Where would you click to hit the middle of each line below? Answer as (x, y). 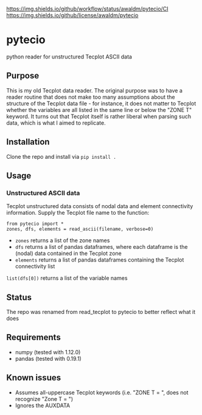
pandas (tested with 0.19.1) (48, 358)
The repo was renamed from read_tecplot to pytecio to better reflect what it (101, 312)
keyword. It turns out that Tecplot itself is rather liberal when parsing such (99, 116)
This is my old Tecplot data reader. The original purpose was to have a (94, 90)
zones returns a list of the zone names (62, 240)
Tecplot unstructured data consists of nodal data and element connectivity (100, 206)
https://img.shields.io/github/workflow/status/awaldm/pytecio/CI (87, 9)
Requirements (33, 337)
